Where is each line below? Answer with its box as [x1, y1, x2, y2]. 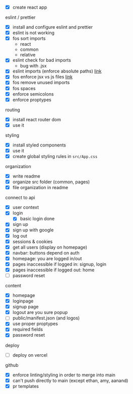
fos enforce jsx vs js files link [12, 74, 73, 80]
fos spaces [12, 85, 36, 91]
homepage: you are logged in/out [12, 255, 82, 261]
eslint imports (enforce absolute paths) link [12, 68, 102, 74]
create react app [12, 5, 47, 10]
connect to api [5, 195, 35, 201]
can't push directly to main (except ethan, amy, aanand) [12, 377, 128, 383]
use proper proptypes [12, 321, 58, 327]
